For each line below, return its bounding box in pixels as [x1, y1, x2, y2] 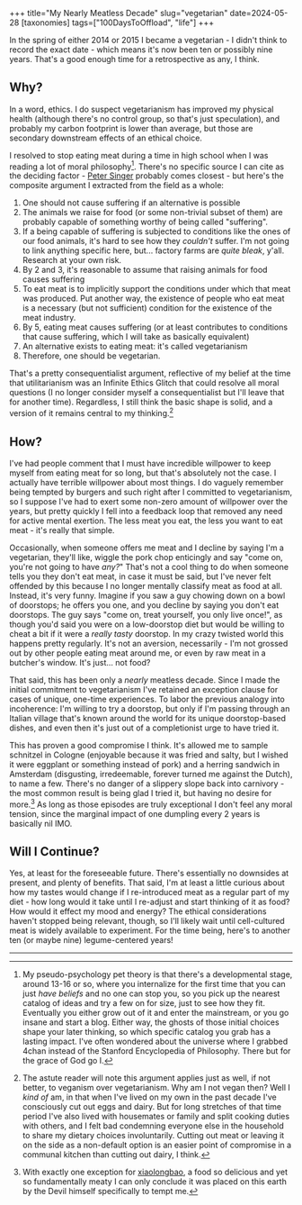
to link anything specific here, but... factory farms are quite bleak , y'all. [22, 245, 285, 256]
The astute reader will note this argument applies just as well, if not [22, 1073, 271, 1083]
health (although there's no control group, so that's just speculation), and [9, 113, 280, 124]
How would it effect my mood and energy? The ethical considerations [9, 906, 267, 917]
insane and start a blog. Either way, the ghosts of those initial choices [22, 1017, 280, 1028]
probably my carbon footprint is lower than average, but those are [9, 122, 253, 133]
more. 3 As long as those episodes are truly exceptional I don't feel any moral [9, 797, 293, 810]
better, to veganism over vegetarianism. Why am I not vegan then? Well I [22, 1083, 290, 1093]
